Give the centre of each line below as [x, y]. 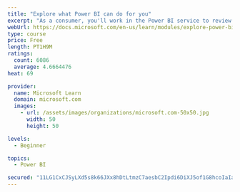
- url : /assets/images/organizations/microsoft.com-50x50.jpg [115, 113]
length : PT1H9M [30, 47]
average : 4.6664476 [43, 67]
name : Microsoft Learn [47, 93]
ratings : [20, 54]
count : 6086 [32, 60]
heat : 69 [20, 73]
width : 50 [41, 119]
